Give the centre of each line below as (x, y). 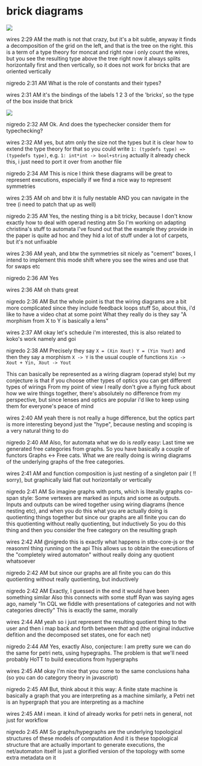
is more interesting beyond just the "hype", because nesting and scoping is (99, 424)
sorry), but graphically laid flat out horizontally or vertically (79, 479)
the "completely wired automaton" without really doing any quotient (90, 554)
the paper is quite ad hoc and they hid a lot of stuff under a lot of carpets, (97, 235)
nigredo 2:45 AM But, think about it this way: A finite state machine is (92, 689)
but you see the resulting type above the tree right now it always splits (93, 58)
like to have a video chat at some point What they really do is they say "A (96, 314)
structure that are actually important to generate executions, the (86, 744)
